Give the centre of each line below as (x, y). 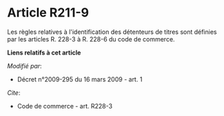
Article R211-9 (48, 13)
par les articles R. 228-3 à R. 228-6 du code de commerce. (91, 39)
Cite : (14, 93)
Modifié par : (25, 66)
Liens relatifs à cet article (44, 52)
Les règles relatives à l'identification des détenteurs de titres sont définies (112, 32)
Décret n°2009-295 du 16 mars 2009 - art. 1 (80, 79)
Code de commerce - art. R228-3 (64, 106)
